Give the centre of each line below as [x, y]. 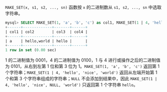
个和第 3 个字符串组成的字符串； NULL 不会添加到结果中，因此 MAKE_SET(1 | [81, 79]
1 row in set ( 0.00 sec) [31, 50]
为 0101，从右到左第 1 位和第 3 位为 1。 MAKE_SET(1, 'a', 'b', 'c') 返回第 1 [83, 66]
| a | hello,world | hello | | [46, 41]
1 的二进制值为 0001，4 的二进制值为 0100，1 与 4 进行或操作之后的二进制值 [83, 60]
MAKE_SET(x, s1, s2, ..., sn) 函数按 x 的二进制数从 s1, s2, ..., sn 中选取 [83, 7]
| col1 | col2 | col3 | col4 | [46, 32]
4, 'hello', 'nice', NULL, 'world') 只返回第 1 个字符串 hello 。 [72, 85]
